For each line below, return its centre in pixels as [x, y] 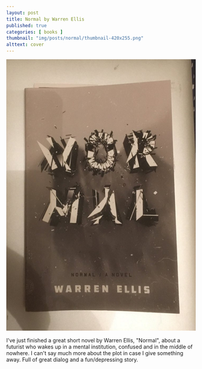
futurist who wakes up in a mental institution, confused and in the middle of [99, 347]
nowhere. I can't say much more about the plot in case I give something [95, 353]
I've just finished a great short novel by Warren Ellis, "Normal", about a [93, 341]
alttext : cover [25, 45]
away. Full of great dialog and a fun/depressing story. [72, 360]
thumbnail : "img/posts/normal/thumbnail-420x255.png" [75, 38]
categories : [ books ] [35, 32]
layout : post [23, 13]
